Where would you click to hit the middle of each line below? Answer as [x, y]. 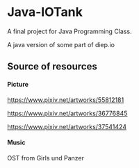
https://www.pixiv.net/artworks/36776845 [67, 113]
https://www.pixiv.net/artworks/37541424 [67, 126]
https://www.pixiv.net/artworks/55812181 [66, 100]
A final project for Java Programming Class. [69, 31]
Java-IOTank [45, 12]
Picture [18, 84]
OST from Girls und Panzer [46, 158]
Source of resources [52, 67]
